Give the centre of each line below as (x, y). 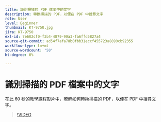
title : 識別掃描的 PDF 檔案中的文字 (38, 9)
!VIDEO (24, 115)
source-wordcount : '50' (29, 50)
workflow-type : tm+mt (27, 46)
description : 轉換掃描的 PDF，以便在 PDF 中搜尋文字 (54, 14)
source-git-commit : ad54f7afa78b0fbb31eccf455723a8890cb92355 (69, 41)
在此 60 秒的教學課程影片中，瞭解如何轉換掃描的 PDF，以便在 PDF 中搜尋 (78, 99)
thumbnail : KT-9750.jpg (29, 28)
